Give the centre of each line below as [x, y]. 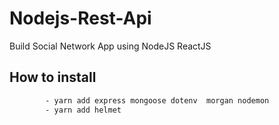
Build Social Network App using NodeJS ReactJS [110, 46]
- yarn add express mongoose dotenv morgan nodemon [157, 100]
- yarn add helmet [83, 110]
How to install [53, 77]
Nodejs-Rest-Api [80, 18]
